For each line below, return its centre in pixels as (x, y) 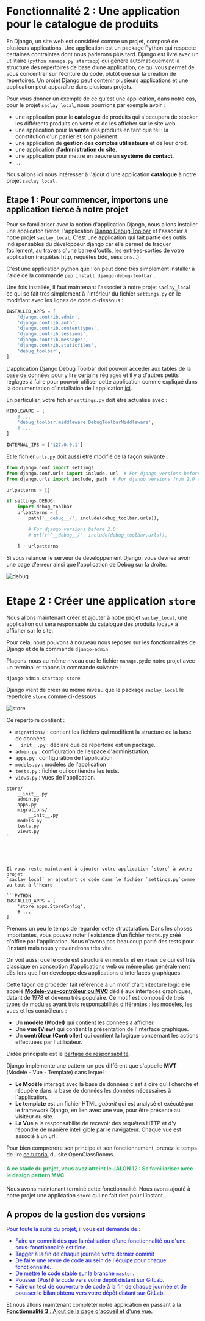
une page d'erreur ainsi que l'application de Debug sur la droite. (87, 564)
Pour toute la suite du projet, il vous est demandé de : (73, 1229)
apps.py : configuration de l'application (64, 758)
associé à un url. (36, 1136)
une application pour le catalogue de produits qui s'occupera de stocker (106, 117)
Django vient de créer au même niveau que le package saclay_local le (95, 690)
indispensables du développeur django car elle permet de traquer (89, 244)
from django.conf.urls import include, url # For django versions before (103, 473)
